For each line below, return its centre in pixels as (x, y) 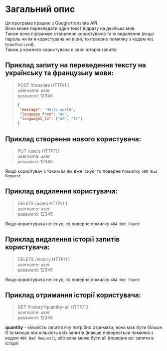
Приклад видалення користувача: (62, 191)
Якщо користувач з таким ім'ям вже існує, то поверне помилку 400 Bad (81, 171)
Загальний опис (40, 9)
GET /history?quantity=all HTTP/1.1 (53, 307)
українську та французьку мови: (59, 73)
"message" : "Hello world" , (48, 109)
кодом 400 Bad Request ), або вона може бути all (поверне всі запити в (80, 338)
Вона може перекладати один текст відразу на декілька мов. (71, 28)
